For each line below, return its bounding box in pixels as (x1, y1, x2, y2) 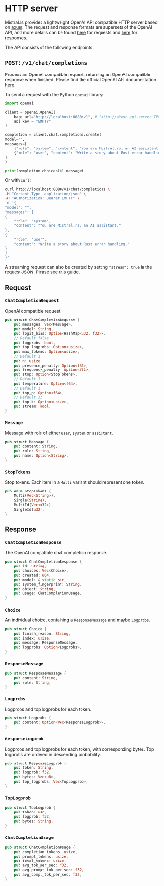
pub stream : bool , (14, 404, 51, 409)
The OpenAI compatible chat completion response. (5, 550, 108, 556)
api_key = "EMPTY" (14, 119, 51, 124)
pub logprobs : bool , (14, 340, 56, 345)
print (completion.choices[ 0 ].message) (5, 169, 84, 173)
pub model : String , (14, 326, 54, 331)
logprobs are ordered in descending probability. (5, 751, 101, 757)
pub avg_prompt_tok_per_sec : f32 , (14, 868, 84, 873)
